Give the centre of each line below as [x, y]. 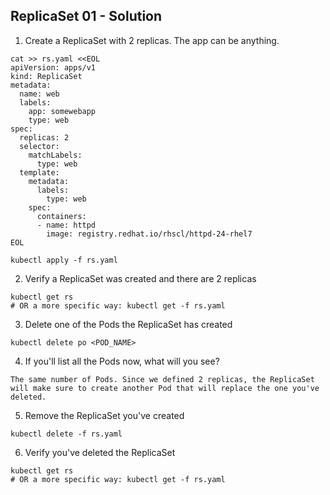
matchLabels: [55, 155]
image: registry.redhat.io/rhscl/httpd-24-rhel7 [149, 234]
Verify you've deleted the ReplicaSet [100, 452]
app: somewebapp [62, 111]
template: [39, 172]
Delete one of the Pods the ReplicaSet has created [128, 324]
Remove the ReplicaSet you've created [104, 415]
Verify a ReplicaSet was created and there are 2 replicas [140, 278]
